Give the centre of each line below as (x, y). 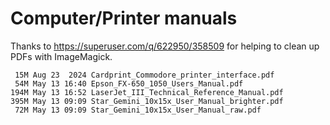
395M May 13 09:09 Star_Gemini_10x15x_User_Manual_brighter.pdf (147, 101)
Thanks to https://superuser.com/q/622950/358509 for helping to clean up (165, 46)
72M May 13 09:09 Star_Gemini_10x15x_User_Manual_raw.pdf (138, 110)
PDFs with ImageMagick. (61, 56)
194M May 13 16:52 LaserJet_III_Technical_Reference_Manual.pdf (147, 92)
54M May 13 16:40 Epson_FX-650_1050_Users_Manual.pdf (129, 83)
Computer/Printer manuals (124, 18)
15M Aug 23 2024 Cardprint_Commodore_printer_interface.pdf (144, 75)
